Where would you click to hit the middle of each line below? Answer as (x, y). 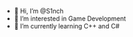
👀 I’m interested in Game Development (70, 18)
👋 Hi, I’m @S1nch (39, 11)
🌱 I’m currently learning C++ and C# (67, 26)
